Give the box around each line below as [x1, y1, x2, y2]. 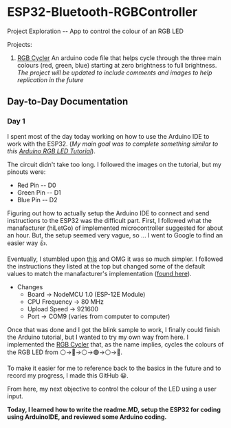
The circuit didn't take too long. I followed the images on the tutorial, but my [7, 160, 222, 168]
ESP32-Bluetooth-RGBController [7, 4, 198, 20]
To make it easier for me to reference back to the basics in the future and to [7, 364, 221, 372]
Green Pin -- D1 [16, 188, 61, 197]
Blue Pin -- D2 [16, 195, 58, 204]
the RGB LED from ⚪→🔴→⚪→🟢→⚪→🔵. [7, 348, 122, 356]
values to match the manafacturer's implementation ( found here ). [7, 269, 192, 278]
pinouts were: [7, 167, 46, 176]
